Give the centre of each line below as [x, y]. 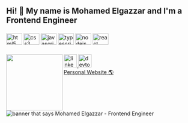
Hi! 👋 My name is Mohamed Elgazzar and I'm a [94, 11]
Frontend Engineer [42, 21]
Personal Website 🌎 [89, 72]
